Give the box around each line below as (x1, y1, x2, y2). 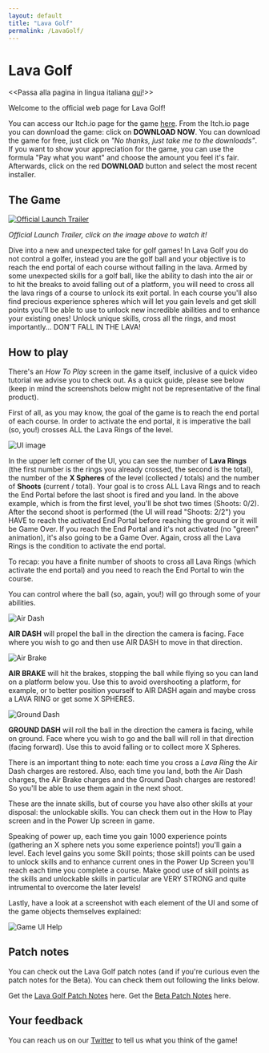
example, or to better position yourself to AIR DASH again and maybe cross (8, 685, 256, 695)
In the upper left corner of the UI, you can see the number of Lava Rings (8, 456, 247, 465)
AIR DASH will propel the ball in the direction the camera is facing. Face (8, 629, 244, 638)
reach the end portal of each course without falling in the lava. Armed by (8, 262, 248, 273)
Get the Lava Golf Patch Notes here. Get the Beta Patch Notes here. (8, 990, 231, 1000)
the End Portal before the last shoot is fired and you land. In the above (8, 490, 239, 500)
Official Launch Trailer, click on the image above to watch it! (8, 230, 207, 240)
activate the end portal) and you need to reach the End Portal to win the (8, 565, 245, 574)
